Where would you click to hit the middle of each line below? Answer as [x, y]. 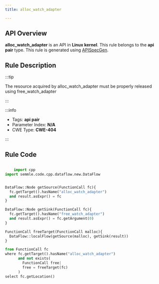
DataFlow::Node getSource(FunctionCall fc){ [51, 187]
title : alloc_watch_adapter [33, 9]
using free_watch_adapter [31, 91]
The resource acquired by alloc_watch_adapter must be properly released [79, 86]
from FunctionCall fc [27, 250]
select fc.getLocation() [30, 276]
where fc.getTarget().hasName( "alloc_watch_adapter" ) [60, 254]
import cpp [25, 170]
